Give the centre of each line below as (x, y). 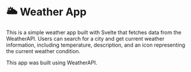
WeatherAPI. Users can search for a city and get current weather (85, 38)
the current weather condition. (43, 51)
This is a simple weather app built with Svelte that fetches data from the (94, 32)
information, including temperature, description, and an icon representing (96, 45)
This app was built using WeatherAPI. (52, 63)
